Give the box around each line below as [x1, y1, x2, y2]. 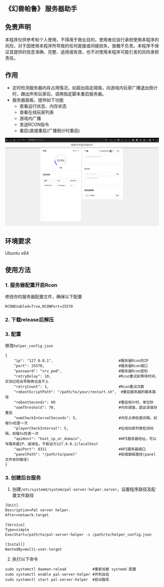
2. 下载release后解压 [5, 316, 54, 323]
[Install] [5, 542, 25, 547]
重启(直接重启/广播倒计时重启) [19, 128, 80, 134]
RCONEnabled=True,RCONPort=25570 [5, 304, 73, 309]
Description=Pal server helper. [5, 508, 71, 513]
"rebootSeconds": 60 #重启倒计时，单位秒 [14, 400, 154, 405]
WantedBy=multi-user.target [5, 547, 62, 552]
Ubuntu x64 [5, 250, 29, 256]
